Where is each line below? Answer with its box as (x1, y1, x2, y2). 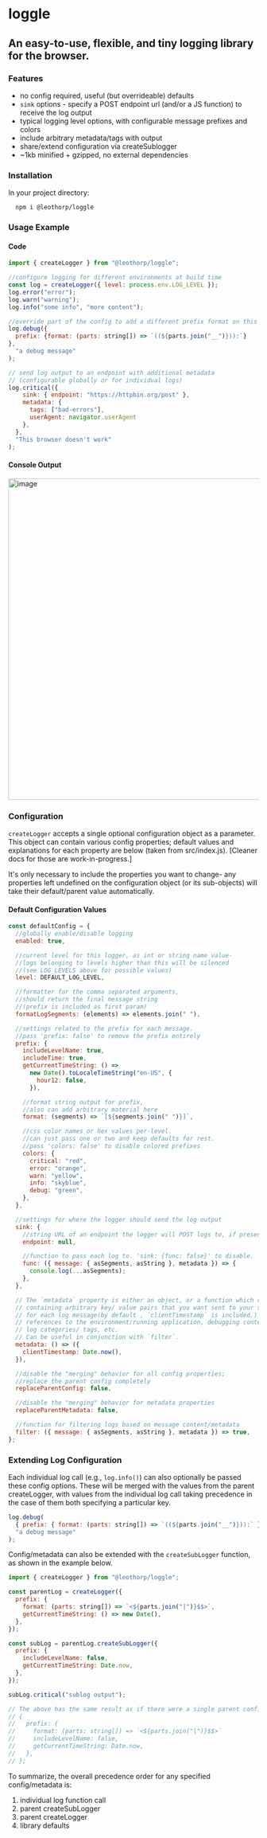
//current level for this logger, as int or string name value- (15, 951, 233, 959)
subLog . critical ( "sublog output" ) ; (8, 1691, 126, 1699)
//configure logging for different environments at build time (8, 274, 222, 282)
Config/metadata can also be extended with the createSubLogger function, (8, 1550, 250, 1559)
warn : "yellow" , (29, 1172, 83, 1180)
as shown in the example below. (8, 1558, 113, 1568)
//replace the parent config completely (15, 1377, 151, 1385)
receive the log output (19, 107, 93, 117)
